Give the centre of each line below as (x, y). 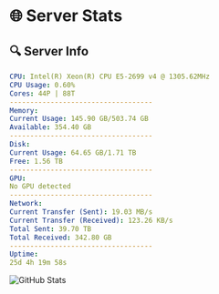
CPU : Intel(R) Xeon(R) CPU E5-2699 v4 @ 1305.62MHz (109, 76)
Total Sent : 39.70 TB (51, 228)
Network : (26, 204)
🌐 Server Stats (66, 16)
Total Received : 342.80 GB (61, 238)
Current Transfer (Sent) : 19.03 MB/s (81, 212)
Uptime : (24, 254)
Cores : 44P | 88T (42, 93)
